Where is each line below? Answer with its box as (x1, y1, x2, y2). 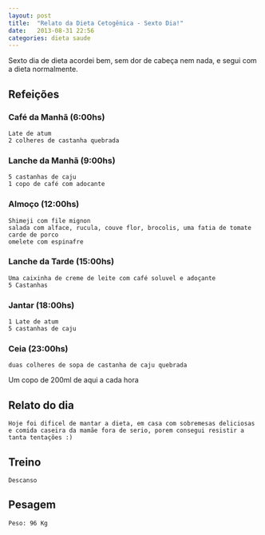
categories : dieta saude (8, 34, 91, 42)
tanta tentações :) (8, 434, 73, 442)
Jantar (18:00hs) (8, 299, 75, 311)
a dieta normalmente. (8, 65, 78, 74)
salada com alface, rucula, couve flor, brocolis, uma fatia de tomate (8, 224, 251, 232)
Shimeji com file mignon (8, 216, 91, 224)
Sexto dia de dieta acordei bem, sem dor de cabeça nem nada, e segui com (8, 56, 257, 65)
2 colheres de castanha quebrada (8, 137, 120, 145)
